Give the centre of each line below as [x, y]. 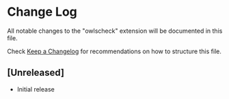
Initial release [36, 89]
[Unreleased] [36, 73]
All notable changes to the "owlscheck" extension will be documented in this [115, 31]
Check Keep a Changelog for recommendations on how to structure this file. [114, 51]
